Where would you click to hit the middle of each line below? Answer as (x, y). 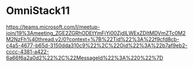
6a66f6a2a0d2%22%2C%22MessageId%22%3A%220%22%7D (85, 58)
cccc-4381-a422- (28, 51)
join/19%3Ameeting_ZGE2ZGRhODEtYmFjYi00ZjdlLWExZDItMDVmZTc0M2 (96, 33)
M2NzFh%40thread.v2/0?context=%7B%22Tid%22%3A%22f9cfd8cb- (93, 39)
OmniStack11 (38, 11)
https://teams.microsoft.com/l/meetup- (53, 27)
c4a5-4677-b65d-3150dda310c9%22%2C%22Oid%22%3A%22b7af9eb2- (97, 45)
